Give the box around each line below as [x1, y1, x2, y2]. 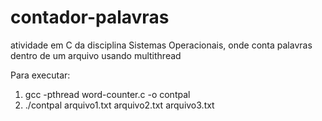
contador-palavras [10, 6, 170, 29]
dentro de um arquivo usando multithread [10, 49, 182, 61]
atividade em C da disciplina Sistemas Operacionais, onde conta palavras [10, 39, 313, 51]
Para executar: [10, 69, 71, 81]
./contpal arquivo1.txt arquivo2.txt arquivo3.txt [24, 99, 215, 111]
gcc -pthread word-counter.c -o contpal [24, 88, 191, 100]
